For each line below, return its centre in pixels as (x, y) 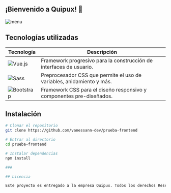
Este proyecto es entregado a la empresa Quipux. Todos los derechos (81, 186)
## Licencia (18, 176)
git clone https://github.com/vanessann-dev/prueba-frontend (72, 131)
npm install (18, 158)
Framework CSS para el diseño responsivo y (94, 89)
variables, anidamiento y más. (76, 81)
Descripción (102, 52)
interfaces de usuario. (67, 67)
